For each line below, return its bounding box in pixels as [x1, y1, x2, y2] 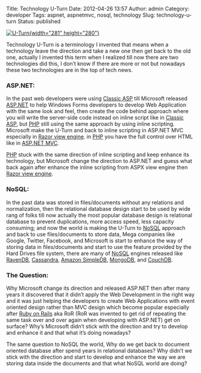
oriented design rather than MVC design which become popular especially [6, 304, 190, 311]
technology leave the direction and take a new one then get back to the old [6, 47, 191, 54]
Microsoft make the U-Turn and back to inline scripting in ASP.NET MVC [6, 127, 184, 134]
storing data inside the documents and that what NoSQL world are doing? [6, 359, 187, 367]
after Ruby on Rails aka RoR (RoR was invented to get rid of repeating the [6, 310, 186, 317]
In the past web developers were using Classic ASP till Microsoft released [6, 95, 188, 102]
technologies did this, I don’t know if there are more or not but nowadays [6, 60, 185, 67]
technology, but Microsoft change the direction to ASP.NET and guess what [6, 157, 193, 165]
